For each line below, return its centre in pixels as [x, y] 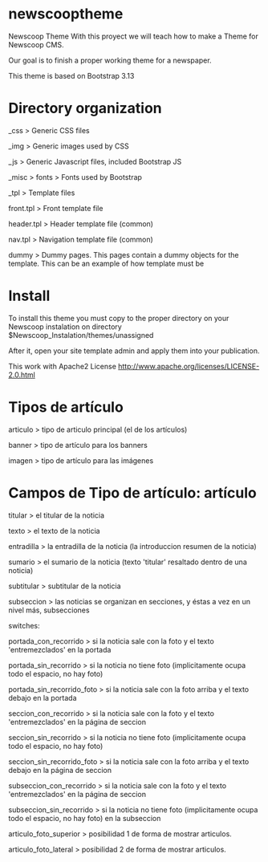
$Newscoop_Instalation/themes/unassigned [81, 335]
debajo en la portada [43, 697]
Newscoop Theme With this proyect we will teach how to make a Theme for [133, 36]
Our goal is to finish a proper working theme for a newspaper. [110, 60]
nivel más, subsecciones [49, 610]
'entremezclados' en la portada [60, 649]
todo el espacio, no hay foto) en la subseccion [85, 818]
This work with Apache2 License [62, 366]
